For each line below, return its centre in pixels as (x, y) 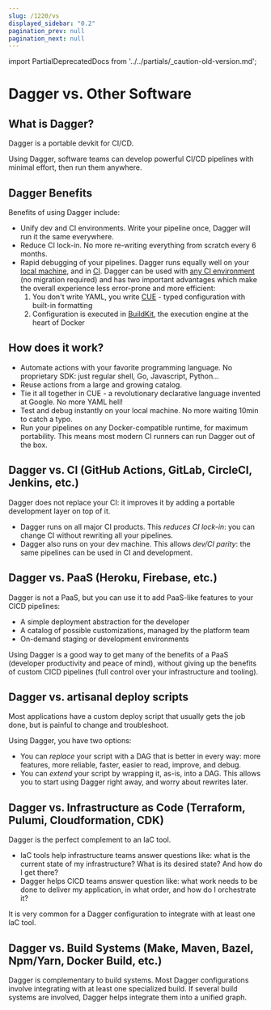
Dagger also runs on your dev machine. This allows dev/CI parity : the (135, 543)
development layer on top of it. (59, 511)
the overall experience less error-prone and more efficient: (118, 289)
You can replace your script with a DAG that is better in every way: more (140, 756)
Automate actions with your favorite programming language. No (126, 367)
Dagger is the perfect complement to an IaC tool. (90, 840)
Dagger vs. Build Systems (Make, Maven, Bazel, (131, 948)
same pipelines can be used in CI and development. (106, 552)
